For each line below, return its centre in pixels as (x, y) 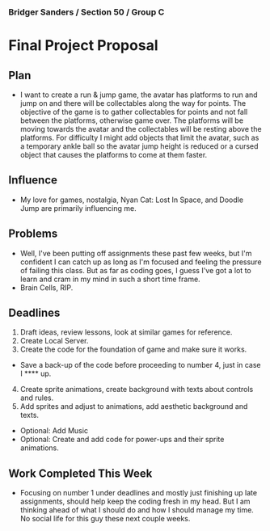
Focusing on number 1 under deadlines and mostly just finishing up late (138, 493)
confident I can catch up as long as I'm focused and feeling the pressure (141, 262)
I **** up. (36, 373)
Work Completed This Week (80, 473)
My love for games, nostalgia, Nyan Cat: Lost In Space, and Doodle (132, 200)
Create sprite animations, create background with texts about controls (137, 390)
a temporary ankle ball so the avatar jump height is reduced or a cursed (139, 146)
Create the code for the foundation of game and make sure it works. (133, 349)
